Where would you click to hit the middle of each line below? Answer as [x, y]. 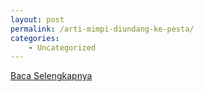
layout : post [37, 19]
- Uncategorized [62, 47]
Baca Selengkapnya [51, 76]
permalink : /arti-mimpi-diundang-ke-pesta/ [102, 29]
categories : [35, 38]
